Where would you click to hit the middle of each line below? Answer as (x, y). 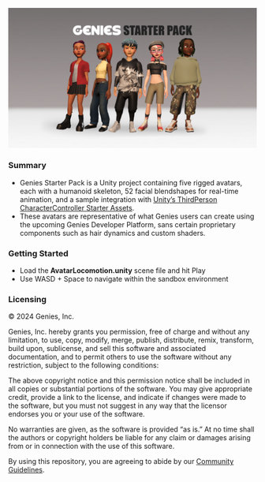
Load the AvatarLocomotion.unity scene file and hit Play (112, 271)
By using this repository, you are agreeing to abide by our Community (121, 461)
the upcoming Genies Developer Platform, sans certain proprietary (128, 224)
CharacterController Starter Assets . (77, 207)
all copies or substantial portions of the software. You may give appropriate (130, 389)
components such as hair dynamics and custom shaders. (112, 233)
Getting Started (38, 253)
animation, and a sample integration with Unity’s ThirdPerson (118, 199)
